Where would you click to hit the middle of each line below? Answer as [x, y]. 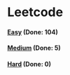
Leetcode [35, 12]
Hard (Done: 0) [29, 64]
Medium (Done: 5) [34, 48]
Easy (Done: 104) [33, 32]
